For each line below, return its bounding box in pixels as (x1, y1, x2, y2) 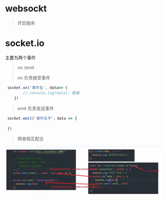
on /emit (17, 64, 35, 70)
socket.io (5, 38, 45, 49)
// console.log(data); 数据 (23, 90, 80, 96)
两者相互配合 (17, 136, 44, 142)
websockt (5, 3, 47, 14)
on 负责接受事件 (17, 75, 51, 81)
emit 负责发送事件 (17, 105, 54, 111)
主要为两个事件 (5, 54, 36, 60)
